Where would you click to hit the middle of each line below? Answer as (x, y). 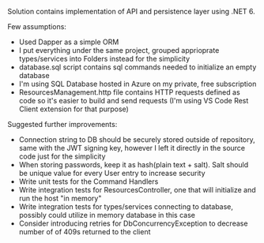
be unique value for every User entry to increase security (112, 173)
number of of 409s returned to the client (85, 232)
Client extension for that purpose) (74, 109)
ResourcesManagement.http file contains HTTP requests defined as (129, 92)
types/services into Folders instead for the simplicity (104, 59)
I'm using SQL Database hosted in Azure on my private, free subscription (138, 84)
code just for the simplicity (62, 156)
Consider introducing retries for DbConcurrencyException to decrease (133, 223)
